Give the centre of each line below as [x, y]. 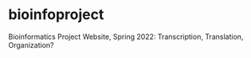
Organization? [31, 44]
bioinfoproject [56, 15]
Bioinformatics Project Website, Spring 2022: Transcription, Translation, [126, 37]
